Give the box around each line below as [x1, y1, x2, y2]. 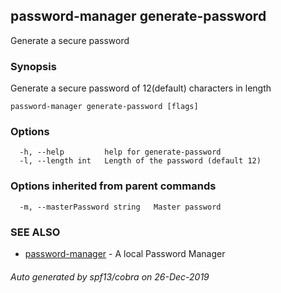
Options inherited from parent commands [10, 179, 217, 193]
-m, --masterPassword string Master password [19, 202, 222, 212]
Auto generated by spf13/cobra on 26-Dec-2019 [10, 270, 210, 283]
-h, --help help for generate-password [19, 147, 222, 158]
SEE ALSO [10, 225, 61, 239]
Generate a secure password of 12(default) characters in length [10, 82, 272, 94]
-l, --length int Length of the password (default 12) [19, 156, 262, 166]
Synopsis [10, 59, 57, 73]
